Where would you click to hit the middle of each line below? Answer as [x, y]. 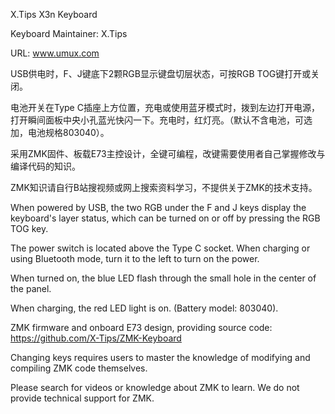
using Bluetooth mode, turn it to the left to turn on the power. [135, 258]
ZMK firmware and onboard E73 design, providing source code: [141, 327]
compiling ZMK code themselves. [79, 368]
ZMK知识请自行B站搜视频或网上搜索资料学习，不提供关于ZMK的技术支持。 [164, 187]
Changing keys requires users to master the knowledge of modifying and [160, 357]
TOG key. [29, 228]
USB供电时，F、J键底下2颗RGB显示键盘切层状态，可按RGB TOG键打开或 [161, 73]
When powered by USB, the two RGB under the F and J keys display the [158, 207]
